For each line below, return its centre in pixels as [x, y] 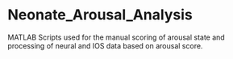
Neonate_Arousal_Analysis [100, 15]
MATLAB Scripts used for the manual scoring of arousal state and [116, 37]
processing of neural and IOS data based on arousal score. [105, 45]
